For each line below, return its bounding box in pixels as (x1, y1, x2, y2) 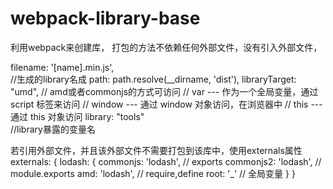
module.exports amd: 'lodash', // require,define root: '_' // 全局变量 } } (10, 167, 296, 179)
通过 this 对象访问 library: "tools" (10, 110, 145, 122)
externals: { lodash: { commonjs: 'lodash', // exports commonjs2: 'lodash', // (10, 155, 322, 167)
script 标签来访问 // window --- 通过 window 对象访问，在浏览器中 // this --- (10, 98, 323, 110)
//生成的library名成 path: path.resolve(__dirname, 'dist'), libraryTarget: (10, 73, 297, 85)
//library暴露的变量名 (10, 123, 96, 135)
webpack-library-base (10, 7, 201, 30)
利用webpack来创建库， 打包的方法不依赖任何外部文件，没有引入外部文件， (10, 41, 323, 53)
